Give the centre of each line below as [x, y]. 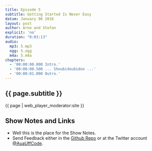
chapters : [15, 60]
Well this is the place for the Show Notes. [54, 133]
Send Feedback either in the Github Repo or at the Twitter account [79, 138]
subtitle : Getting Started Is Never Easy [48, 14]
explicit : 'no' [21, 32]
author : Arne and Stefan [31, 28]
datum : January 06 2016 [30, 19]
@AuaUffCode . [28, 143]
